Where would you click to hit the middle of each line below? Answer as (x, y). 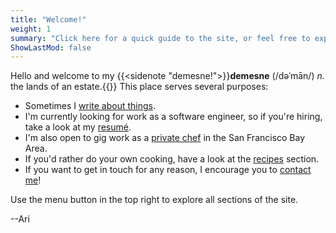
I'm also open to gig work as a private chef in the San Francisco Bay (165, 138)
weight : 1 (31, 29)
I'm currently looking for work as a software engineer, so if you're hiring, (173, 117)
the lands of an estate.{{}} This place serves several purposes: (139, 87)
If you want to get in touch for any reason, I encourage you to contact (168, 170)
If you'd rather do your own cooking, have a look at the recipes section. (172, 159)
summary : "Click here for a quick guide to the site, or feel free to (160, 38)
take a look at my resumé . (78, 127)
